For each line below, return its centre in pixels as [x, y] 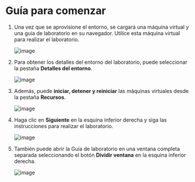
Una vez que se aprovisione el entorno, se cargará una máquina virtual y [101, 27]
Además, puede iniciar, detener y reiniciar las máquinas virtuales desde [101, 91]
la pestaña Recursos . [40, 97]
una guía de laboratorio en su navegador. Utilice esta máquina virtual [97, 33]
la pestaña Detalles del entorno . [53, 68]
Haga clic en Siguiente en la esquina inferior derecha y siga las [90, 120]
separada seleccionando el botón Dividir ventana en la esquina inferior [100, 155]
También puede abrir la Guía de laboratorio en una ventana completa [97, 149]
